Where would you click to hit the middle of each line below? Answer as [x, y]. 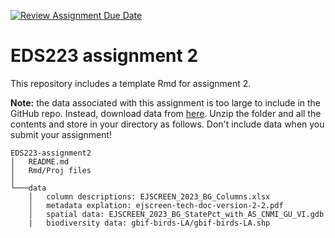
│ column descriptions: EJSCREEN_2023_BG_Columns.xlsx [149, 196]
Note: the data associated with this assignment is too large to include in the [166, 102]
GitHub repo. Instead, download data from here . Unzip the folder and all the [166, 113]
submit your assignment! [61, 134]
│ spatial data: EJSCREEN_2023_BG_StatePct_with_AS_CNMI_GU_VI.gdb [176, 214]
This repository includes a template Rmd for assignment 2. [131, 83]
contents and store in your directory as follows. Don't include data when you [167, 124]
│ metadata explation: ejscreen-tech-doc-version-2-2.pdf [156, 205]
